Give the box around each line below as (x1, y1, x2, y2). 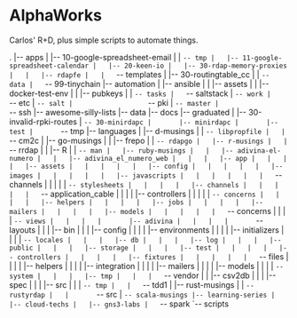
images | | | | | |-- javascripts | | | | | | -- (9, 170, 283, 180)
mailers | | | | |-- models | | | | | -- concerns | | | (9, 205, 286, 216)
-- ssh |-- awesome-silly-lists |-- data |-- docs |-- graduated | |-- (9, 107, 246, 117)
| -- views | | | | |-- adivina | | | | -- (9, 215, 264, 226)
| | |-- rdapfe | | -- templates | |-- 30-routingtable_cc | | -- (9, 68, 270, 80)
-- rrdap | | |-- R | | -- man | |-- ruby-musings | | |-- (9, 144, 234, 155)
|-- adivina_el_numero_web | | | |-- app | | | (68, 154, 288, 163)
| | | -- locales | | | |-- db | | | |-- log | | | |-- (9, 234, 282, 244)
